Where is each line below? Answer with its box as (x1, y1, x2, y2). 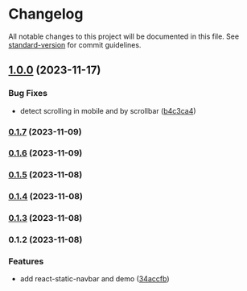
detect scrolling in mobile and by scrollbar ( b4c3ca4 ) (19, 106, 196, 115)
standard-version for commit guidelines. (8, 39, 142, 49)
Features (8, 256, 44, 267)
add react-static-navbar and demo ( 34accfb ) (19, 274, 170, 284)
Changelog (8, 5, 84, 23)
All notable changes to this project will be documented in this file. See (8, 31, 240, 41)
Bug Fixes (8, 88, 48, 99)
